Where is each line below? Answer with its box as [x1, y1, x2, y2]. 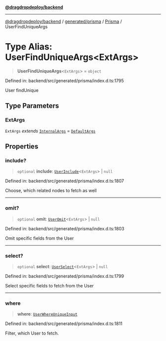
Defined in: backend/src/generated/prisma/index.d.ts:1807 [5, 178, 124, 184]
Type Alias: [5, 41, 53, 53]
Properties [5, 142, 39, 151]
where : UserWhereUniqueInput [17, 311, 78, 317]
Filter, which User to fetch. [5, 330, 59, 337]
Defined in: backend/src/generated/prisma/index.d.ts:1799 [5, 273, 124, 279]
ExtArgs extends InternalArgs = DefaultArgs [5, 128, 96, 134]
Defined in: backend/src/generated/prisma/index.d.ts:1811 [5, 321, 123, 327]
